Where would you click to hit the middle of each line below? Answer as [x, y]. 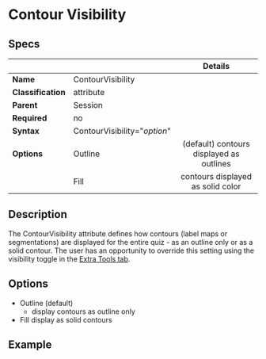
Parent [25, 105]
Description [38, 214]
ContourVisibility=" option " [122, 131]
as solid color [216, 186]
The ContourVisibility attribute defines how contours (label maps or [118, 233]
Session [88, 105]
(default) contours [217, 144]
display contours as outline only [84, 311]
